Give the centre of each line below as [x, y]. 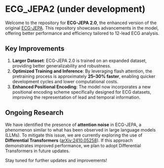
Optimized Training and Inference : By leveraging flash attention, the [82, 71]
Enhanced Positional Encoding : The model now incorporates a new [82, 87]
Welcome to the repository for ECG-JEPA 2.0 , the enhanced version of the [81, 23]
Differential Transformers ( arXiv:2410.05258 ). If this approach [69, 140]
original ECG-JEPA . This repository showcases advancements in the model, [82, 28]
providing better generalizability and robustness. [61, 66]
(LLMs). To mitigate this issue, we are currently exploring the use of [74, 135]
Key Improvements [35, 49]
